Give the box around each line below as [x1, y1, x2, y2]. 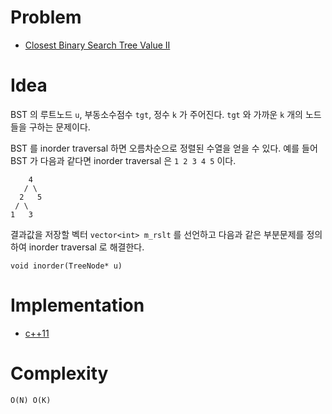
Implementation [10, 294, 145, 317]
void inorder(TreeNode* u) [10, 261, 123, 271]
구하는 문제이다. [28, 121, 91, 133]
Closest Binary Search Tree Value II [24, 39, 171, 51]
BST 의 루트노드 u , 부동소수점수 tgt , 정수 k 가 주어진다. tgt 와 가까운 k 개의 [10, 108, 303, 120]
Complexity [10, 362, 109, 385]
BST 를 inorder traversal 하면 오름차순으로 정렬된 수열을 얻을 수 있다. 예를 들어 [10, 142, 318, 154]
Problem [10, 6, 82, 29]
